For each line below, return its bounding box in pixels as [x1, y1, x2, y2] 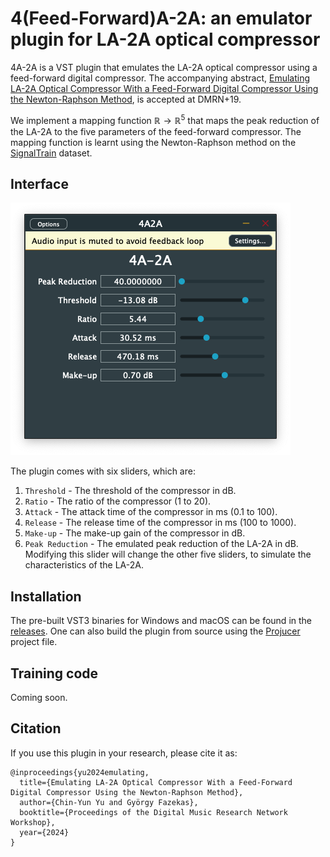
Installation [10, 588, 82, 605]
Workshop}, [10, 817, 56, 827]
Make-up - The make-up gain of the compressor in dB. [24, 527, 246, 539]
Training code [10, 665, 99, 682]
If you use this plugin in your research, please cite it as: [10, 747, 238, 759]
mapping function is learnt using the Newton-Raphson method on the [10, 136, 297, 148]
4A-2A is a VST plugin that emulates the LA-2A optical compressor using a [10, 61, 318, 73]
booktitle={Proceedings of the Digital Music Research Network [19, 807, 288, 817]
